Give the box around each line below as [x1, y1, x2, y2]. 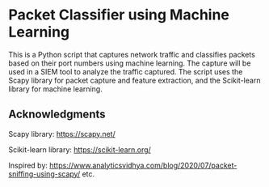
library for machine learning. [8, 83, 103, 94]
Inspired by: [8, 160, 48, 170]
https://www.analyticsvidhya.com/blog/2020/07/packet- [49, 160, 237, 170]
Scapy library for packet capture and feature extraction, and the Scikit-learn [8, 75, 261, 85]
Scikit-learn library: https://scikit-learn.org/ [8, 144, 151, 155]
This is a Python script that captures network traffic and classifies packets [8, 49, 256, 59]
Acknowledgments [8, 108, 107, 121]
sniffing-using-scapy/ [8, 168, 81, 179]
